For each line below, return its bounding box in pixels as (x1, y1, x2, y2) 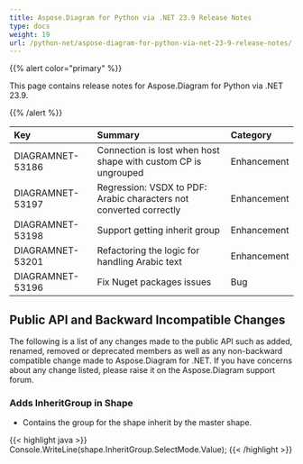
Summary (96, 129, 140, 141)
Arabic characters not (96, 193, 189, 205)
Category (230, 129, 272, 141)
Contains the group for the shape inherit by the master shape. (22, 417, 252, 428)
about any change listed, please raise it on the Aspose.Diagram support (9, 365, 276, 376)
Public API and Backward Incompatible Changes (9, 312, 286, 327)
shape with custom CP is (96, 155, 202, 168)
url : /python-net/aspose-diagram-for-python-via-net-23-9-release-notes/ (9, 38, 293, 48)
